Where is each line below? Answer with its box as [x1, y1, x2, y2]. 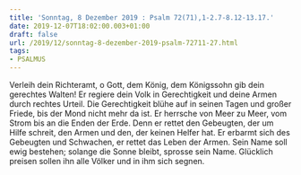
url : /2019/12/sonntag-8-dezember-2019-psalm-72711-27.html [9, 38, 239, 48]
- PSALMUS [9, 55, 47, 64]
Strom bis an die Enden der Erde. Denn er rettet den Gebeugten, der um [9, 118, 274, 128]
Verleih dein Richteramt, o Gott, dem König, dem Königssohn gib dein [9, 80, 264, 90]
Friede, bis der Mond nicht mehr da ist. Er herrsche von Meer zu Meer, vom [9, 109, 288, 118]
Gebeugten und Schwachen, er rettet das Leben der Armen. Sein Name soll [9, 136, 288, 147]
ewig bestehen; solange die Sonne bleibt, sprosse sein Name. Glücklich [9, 146, 273, 157]
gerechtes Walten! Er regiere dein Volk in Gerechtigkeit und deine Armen [9, 89, 278, 100]
